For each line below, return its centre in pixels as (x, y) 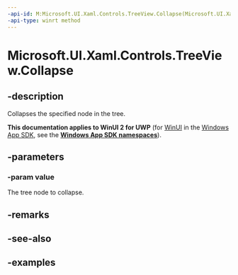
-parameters (36, 157)
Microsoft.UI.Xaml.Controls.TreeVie (115, 55)
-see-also (29, 239)
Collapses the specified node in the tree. (67, 113)
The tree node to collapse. (46, 192)
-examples (32, 263)
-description (35, 96)
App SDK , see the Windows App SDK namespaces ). (84, 134)
